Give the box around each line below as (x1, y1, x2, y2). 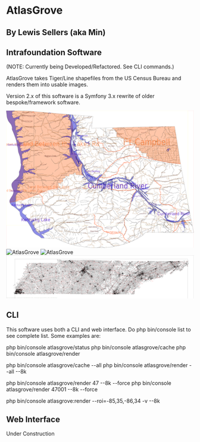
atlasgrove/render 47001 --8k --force (6, 385, 98, 393)
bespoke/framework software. (6, 99, 80, 106)
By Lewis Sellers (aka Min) (6, 27, 106, 37)
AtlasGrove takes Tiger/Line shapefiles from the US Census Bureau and (6, 75, 182, 82)
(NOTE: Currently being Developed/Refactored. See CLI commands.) (6, 63, 174, 70)
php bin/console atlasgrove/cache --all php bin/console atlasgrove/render (6, 361, 188, 369)
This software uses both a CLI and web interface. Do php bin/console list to (6, 325, 192, 333)
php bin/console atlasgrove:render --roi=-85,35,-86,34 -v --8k (6, 397, 160, 405)
